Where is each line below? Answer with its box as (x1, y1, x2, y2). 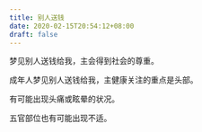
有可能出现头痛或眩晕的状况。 (9, 93, 119, 104)
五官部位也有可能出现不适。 (9, 113, 112, 124)
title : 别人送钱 (9, 13, 65, 22)
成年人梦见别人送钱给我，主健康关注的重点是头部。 (9, 75, 198, 85)
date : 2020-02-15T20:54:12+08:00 (9, 22, 135, 31)
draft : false (9, 30, 58, 39)
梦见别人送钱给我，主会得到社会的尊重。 (9, 56, 159, 66)
